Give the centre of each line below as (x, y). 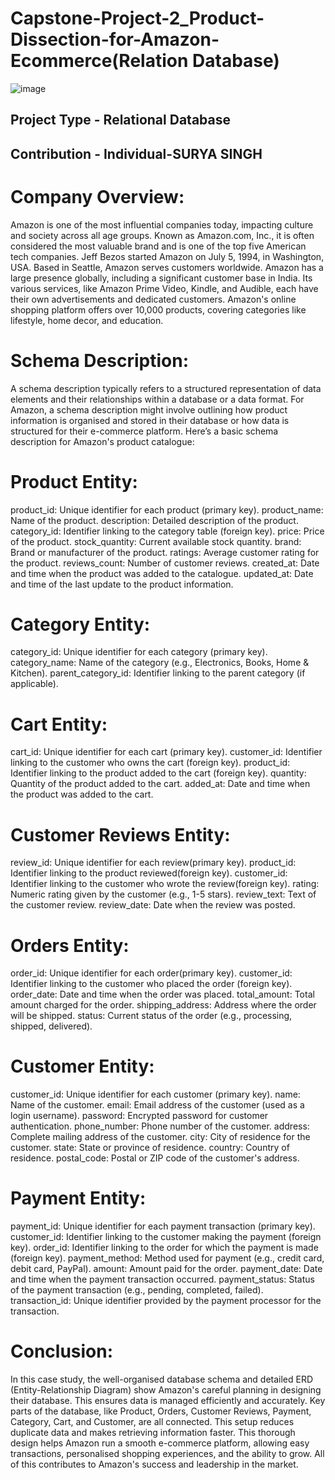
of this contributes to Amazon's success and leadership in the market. (154, 1464)
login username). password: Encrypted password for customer (139, 1116)
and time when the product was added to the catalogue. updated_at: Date (162, 573)
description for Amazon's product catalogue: (102, 441)
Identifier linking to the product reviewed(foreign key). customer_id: (149, 873)
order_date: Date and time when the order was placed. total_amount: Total (162, 994)
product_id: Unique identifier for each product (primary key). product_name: (167, 509)
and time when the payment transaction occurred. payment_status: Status (162, 1279)
